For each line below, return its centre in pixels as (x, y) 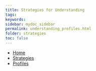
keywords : (16, 19)
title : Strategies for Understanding (45, 10)
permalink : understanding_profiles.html (49, 29)
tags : (11, 15)
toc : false (17, 39)
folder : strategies (26, 33)
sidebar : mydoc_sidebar (30, 24)
